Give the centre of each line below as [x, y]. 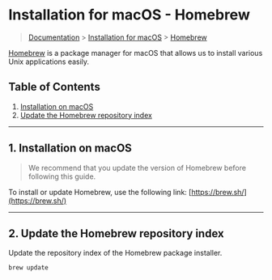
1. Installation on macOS [70, 148]
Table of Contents [55, 87]
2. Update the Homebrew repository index [116, 233]
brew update [28, 268]
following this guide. [62, 176]
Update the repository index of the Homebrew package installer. [115, 253]
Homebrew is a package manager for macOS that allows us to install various [136, 53]
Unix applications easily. [49, 62]
